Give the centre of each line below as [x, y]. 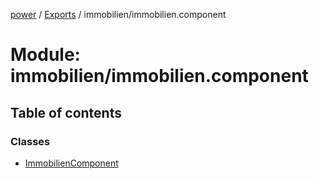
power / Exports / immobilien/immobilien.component [118, 14]
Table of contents [66, 112]
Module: [45, 55]
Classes [30, 141]
